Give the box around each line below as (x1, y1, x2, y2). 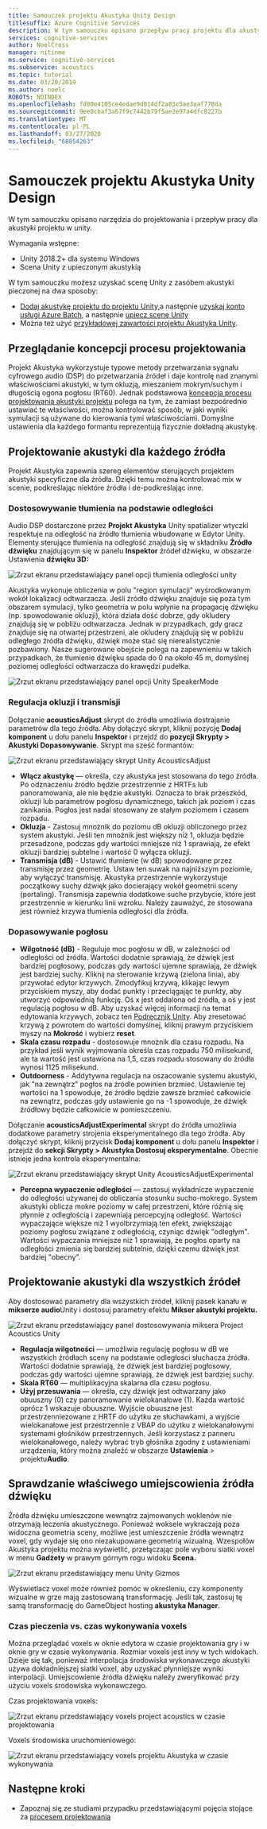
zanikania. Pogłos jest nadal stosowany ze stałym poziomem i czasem (19, 805, 249, 814)
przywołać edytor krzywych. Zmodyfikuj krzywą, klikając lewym (19, 977, 230, 987)
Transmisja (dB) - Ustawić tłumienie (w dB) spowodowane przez (19, 856, 233, 865)
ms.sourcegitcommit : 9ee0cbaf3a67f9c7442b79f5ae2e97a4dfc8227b (8, 108, 222, 116)
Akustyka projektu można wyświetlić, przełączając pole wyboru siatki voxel (8, 1544, 255, 1554)
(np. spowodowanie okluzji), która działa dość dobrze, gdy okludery (8, 611, 230, 620)
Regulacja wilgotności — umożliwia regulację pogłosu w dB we (19, 1344, 229, 1353)
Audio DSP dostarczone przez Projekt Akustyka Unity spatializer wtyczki (8, 521, 249, 530)
